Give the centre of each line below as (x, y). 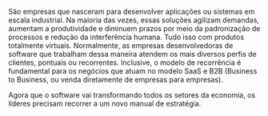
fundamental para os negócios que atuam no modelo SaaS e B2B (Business (133, 71)
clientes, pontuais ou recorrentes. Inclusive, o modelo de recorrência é (125, 62)
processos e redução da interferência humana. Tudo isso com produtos (126, 37)
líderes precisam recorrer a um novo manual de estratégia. (105, 104)
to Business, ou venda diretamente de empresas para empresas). (116, 80)
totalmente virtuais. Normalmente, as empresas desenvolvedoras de (121, 46)
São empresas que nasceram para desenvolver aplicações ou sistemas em (132, 12)
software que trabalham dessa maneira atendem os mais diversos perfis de (133, 54)
